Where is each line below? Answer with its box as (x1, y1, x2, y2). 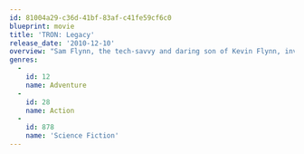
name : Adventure (25, 81, 88, 90)
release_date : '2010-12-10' (9, 38, 116, 48)
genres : (9, 55, 39, 64)
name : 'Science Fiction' (25, 131, 119, 140)
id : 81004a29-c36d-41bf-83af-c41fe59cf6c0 (9, 13, 172, 23)
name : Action (25, 106, 75, 115)
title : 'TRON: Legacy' (9, 30, 95, 39)
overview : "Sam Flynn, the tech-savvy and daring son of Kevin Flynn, (9, 47, 281, 56)
